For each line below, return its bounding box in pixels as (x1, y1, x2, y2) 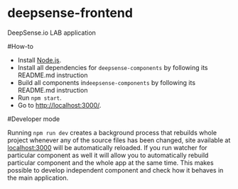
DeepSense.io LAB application (7, 28, 96, 37)
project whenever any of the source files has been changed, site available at (7, 136, 231, 144)
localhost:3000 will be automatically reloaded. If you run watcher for (7, 143, 207, 151)
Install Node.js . (17, 55, 62, 64)
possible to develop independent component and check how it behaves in (7, 166, 224, 174)
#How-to (7, 42, 34, 50)
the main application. (7, 173, 69, 182)
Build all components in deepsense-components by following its (17, 78, 196, 86)
